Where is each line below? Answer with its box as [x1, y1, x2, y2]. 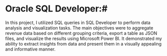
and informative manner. [5, 46, 56, 52]
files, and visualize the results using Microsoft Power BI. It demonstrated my [5, 35, 162, 41]
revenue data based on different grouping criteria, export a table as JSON [5, 30, 157, 36]
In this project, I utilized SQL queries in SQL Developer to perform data [5, 19, 150, 25]
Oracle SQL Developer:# [5, 3, 108, 14]
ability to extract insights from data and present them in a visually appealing [5, 40, 162, 46]
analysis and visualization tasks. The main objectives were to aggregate [5, 24, 154, 30]
